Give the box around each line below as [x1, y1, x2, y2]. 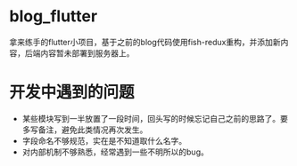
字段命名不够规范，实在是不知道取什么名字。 [21, 135, 187, 146]
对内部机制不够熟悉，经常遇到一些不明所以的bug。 [21, 146, 210, 157]
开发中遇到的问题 [9, 83, 136, 103]
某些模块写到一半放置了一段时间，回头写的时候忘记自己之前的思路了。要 [21, 113, 288, 123]
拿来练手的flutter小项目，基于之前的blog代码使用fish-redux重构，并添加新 [9, 36, 281, 47]
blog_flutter [9, 6, 98, 27]
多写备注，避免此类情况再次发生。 [21, 124, 148, 135]
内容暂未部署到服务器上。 [39, 47, 135, 59]
